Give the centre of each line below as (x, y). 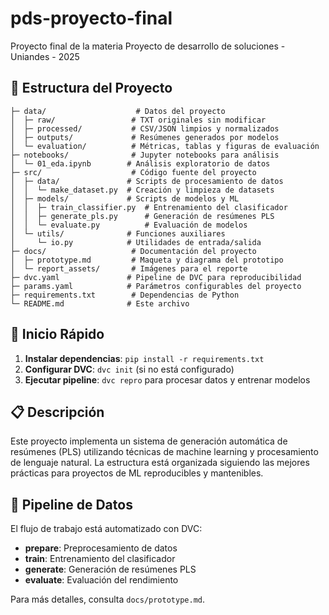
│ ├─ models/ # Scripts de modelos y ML (125, 198)
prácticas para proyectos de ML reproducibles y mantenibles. (137, 473)
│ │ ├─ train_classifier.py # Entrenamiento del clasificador (149, 207)
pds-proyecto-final (91, 18)
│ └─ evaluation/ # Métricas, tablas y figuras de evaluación (165, 146)
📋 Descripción (57, 412)
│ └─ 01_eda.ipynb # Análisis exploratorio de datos (140, 163)
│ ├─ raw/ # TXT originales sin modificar (138, 120)
